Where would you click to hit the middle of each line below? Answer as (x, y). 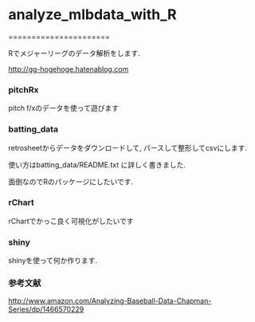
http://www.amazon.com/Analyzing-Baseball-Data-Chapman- (110, 301)
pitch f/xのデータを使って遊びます (64, 108)
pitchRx (24, 89)
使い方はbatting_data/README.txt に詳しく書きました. (97, 164)
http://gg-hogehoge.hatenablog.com (69, 69)
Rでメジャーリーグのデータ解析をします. (75, 53)
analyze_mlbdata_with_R (92, 15)
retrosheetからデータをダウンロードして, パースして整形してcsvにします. (128, 147)
